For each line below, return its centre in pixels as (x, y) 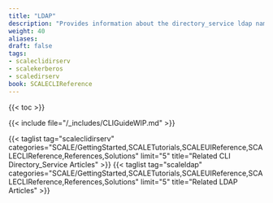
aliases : (23, 39)
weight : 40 (27, 31)
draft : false (30, 46)
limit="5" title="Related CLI (186, 156)
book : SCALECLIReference (50, 84)
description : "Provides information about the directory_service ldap (130, 24)
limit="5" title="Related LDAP (189, 181)
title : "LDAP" (32, 16)
